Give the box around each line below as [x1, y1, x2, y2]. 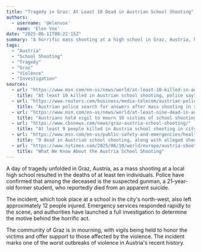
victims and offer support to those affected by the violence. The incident [6, 232, 185, 240]
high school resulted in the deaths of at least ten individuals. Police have [6, 171, 184, 178]
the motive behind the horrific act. [6, 214, 90, 222]
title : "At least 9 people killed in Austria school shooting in [17, 126, 184, 132]
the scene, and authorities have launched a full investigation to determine [6, 208, 187, 215]
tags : [6, 43, 20, 49]
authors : [6, 14, 28, 20]
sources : [6, 82, 28, 88]
